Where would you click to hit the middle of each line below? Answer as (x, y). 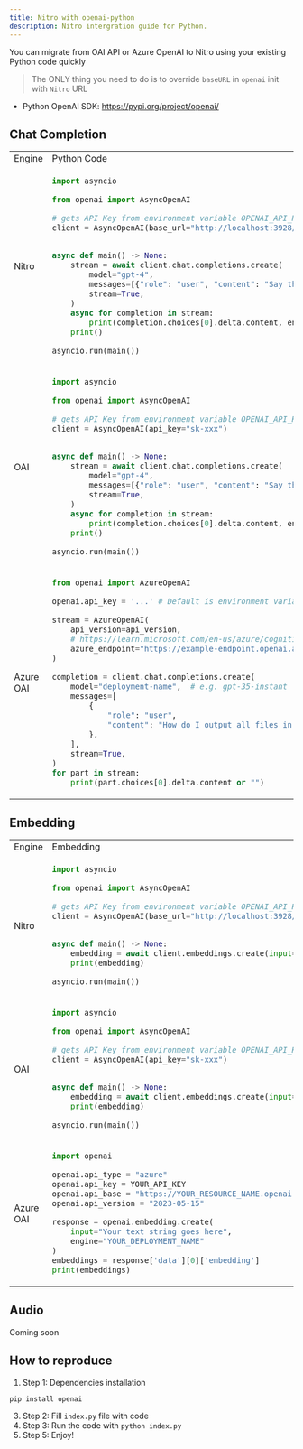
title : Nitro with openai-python (72, 18)
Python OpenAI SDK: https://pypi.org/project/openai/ (120, 106)
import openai (82, 1156)
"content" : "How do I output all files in (200, 724)
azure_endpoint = (106, 648)
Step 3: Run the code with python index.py (102, 1425)
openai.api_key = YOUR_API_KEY (119, 1184)
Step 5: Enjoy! (48, 1435)
